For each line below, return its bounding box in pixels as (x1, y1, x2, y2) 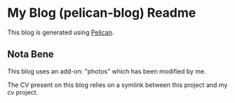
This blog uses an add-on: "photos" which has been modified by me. (7, 67, 207, 75)
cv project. (7, 88, 39, 96)
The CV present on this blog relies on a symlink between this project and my (7, 81, 228, 89)
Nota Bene (7, 48, 54, 60)
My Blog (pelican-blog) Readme (7, 5, 196, 21)
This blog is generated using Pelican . (7, 28, 114, 36)
